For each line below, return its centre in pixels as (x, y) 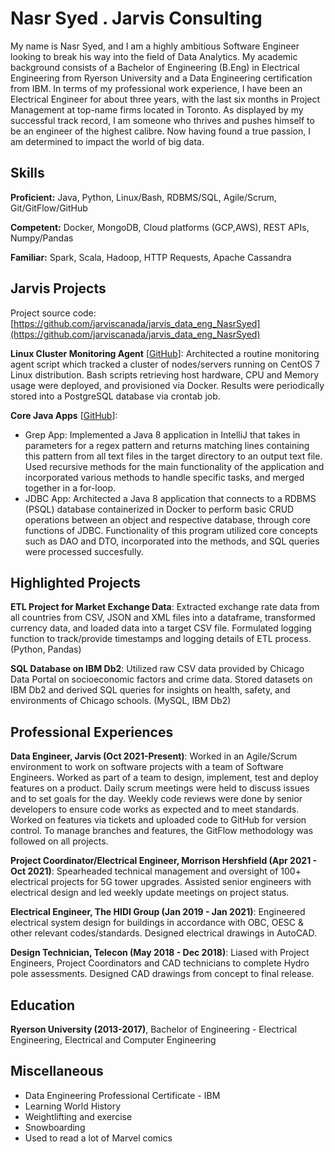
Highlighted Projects (76, 582)
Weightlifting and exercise (78, 1116)
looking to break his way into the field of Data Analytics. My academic (154, 56)
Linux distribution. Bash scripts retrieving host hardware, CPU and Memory (165, 374)
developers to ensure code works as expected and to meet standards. (155, 809)
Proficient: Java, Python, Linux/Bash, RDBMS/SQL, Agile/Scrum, (143, 197)
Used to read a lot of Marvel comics (98, 1138)
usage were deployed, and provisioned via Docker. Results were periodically (167, 385)
